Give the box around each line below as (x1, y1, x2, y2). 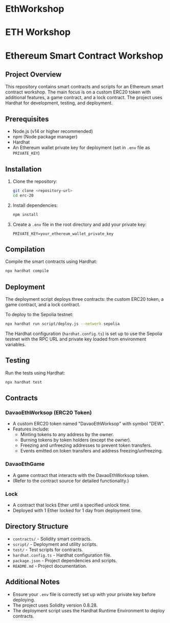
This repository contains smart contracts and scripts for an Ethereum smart (5, 84, 164, 90)
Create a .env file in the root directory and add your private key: (12, 221, 147, 227)
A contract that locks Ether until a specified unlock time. (12, 501, 131, 508)
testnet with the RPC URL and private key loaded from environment (5, 336, 147, 342)
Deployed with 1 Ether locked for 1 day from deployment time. (12, 507, 142, 513)
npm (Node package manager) (12, 134, 78, 140)
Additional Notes (5, 578, 60, 586)
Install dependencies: (12, 202, 58, 208)
